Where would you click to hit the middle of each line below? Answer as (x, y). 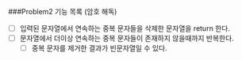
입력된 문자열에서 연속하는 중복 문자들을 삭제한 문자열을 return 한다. (125, 28)
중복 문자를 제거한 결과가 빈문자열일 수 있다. (99, 48)
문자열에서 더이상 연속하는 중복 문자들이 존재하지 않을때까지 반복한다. (127, 39)
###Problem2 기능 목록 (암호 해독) (63, 11)
